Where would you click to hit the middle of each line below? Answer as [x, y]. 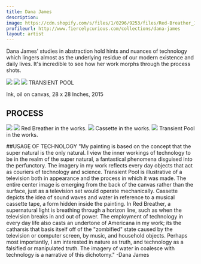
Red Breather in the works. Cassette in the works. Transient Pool [108, 128]
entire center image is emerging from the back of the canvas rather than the [100, 184]
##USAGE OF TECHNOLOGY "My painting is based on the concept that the [99, 146]
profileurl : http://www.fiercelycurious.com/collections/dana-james [93, 28]
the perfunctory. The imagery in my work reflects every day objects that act [100, 165]
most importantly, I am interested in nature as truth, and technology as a [95, 242]
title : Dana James [29, 12]
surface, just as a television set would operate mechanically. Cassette [92, 191]
